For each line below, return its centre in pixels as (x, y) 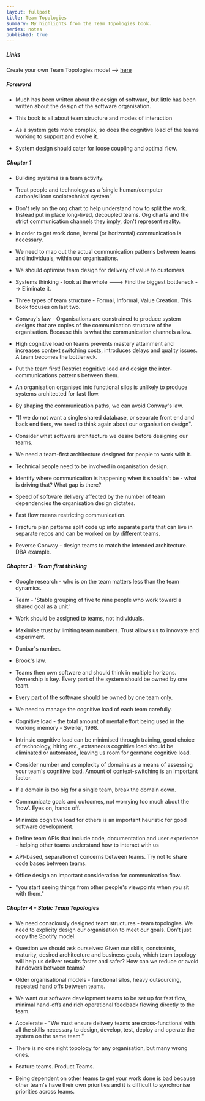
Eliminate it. (37, 289)
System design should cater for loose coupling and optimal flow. (96, 149)
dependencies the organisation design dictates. (75, 503)
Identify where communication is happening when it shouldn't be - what (106, 478)
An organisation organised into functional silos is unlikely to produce (101, 387)
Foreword (19, 84)
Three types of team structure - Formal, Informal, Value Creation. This (103, 300)
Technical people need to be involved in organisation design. (92, 466)
